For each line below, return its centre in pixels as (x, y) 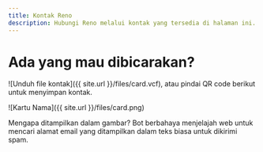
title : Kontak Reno (40, 15)
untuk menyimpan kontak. (51, 93)
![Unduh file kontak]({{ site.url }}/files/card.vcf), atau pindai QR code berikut (132, 84)
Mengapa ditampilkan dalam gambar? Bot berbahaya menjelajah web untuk (131, 123)
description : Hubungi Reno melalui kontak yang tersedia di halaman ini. (132, 23)
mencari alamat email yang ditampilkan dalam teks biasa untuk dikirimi (123, 131)
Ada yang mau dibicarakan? (101, 62)
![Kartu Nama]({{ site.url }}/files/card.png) (76, 108)
